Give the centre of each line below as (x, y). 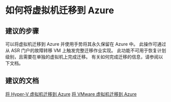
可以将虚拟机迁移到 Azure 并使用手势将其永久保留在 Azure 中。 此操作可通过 (86, 44)
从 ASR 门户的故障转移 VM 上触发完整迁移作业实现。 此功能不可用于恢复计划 (86, 50)
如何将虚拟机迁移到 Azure (60, 10)
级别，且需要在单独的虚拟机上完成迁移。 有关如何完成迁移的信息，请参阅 (82, 57)
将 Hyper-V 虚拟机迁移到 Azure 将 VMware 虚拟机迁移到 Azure (71, 94)
